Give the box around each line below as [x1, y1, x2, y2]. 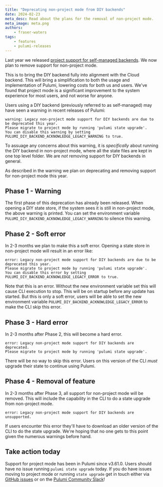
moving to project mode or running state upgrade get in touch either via [5, 471, 150, 477]
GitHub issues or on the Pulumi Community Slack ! [5, 476, 105, 482]
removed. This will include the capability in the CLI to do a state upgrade [5, 395, 151, 401]
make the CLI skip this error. [5, 304, 62, 310]
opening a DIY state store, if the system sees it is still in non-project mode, [5, 205, 155, 211]
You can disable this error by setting [5, 270, 86, 275]
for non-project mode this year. [5, 172, 68, 179]
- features [14, 39, 36, 44]
